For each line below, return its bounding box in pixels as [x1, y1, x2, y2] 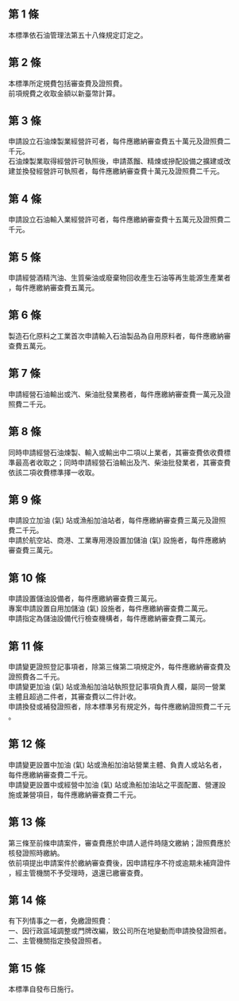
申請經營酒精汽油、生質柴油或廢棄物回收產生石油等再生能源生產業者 [8, 273, 231, 283]
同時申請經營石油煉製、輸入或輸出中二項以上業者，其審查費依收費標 [8, 447, 231, 457]
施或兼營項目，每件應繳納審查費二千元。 [8, 790, 141, 799]
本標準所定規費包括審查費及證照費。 [8, 78, 127, 88]
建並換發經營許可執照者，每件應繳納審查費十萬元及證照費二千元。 [8, 167, 224, 176]
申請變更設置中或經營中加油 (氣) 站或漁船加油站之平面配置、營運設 [8, 779, 226, 789]
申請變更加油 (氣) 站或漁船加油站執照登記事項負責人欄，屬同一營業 [8, 681, 226, 691]
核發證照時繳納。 [8, 848, 64, 858]
